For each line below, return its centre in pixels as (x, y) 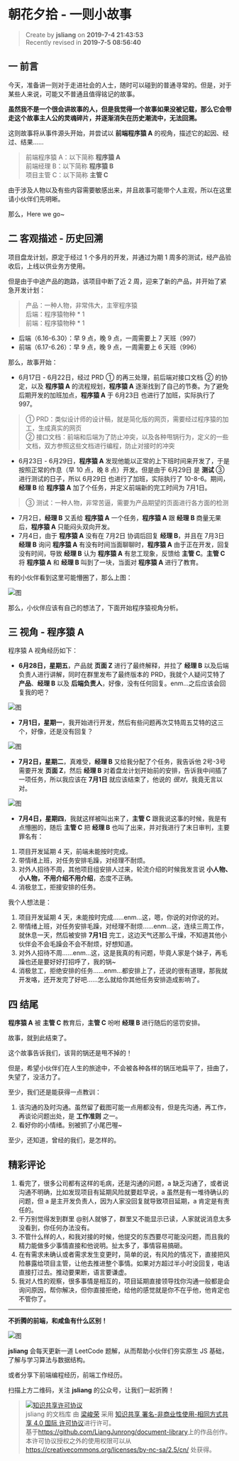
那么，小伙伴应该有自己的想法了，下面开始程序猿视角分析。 (95, 607)
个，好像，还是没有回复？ (56, 732)
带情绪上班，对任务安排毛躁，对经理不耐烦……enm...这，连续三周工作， (123, 927)
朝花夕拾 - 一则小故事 (70, 15)
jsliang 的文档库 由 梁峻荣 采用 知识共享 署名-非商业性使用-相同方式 (124, 1414)
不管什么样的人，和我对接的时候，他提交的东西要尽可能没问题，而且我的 (124, 1236)
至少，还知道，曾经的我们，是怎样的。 (64, 1140)
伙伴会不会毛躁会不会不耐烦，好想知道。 (77, 944)
